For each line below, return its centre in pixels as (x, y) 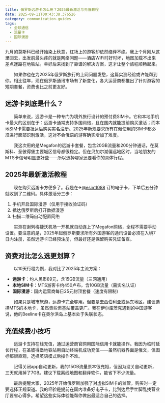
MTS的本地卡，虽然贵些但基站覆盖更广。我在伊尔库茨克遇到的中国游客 (81, 308)
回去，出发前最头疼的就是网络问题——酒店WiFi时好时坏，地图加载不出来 (82, 58)
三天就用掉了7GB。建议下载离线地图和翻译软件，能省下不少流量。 (72, 373)
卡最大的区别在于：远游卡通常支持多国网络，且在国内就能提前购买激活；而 (80, 122)
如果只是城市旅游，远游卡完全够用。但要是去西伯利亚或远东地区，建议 (84, 302)
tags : (11, 23)
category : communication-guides (38, 19)
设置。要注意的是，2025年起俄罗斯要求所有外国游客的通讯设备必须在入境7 (81, 233)
